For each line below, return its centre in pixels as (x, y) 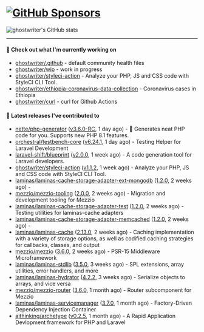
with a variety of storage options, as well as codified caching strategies (104, 239)
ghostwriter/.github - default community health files (80, 63)
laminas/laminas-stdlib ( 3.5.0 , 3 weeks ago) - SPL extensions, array (99, 265)
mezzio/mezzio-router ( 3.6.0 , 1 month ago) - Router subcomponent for (103, 290)
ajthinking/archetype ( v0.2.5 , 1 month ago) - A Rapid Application (95, 316)
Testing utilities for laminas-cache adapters (69, 213)
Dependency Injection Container (56, 310)
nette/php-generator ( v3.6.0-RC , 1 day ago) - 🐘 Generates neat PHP (100, 129)
